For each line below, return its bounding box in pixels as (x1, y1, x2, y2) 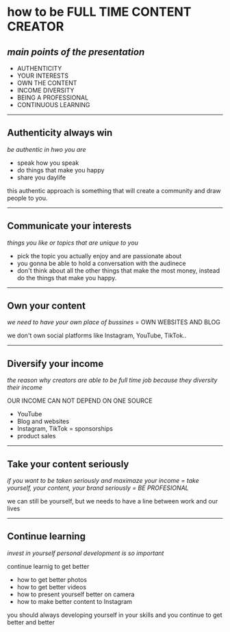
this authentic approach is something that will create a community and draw (7, 186, 221, 194)
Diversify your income (7, 358, 104, 370)
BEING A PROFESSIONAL (16, 93, 89, 102)
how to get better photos (16, 575, 88, 584)
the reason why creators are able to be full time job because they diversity (7, 376, 218, 385)
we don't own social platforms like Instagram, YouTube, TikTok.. (7, 331, 187, 340)
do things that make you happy (16, 166, 105, 174)
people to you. (7, 194, 48, 202)
